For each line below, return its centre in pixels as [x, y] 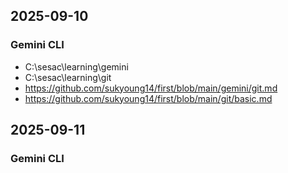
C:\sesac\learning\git [68, 77]
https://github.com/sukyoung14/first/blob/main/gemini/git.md [151, 88]
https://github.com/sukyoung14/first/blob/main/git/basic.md [148, 98]
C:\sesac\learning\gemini [76, 66]
